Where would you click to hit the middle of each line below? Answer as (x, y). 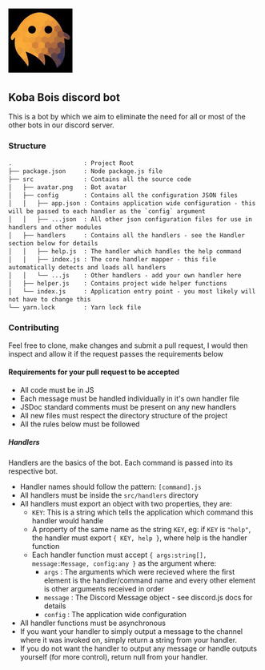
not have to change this (50, 300)
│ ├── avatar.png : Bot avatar (68, 188)
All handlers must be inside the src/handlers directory (109, 495)
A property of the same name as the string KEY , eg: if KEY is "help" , (141, 529)
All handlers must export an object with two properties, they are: (126, 503)
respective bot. (33, 471)
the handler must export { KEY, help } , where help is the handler (140, 538)
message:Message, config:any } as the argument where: (124, 563)
